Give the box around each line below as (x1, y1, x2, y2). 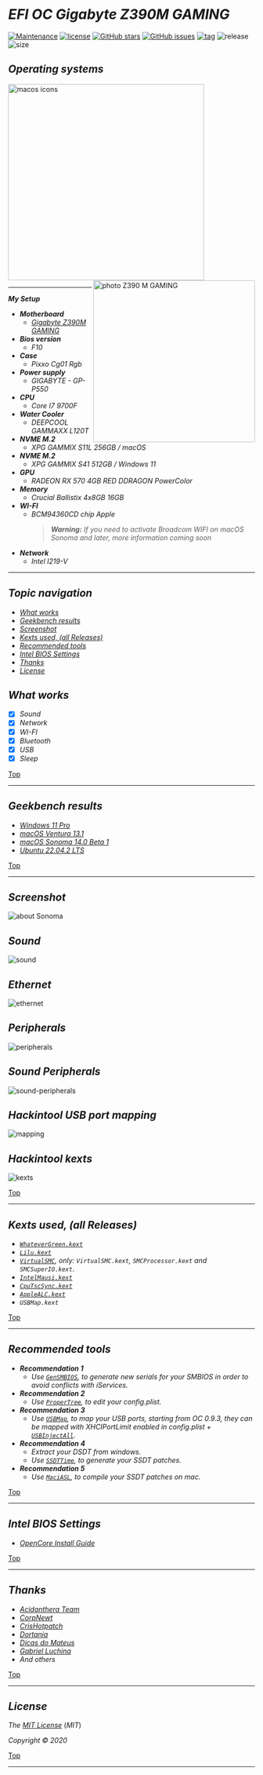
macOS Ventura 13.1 (19, 828, 85, 838)
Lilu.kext (19, 1249, 52, 1257)
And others (19, 1654, 56, 1664)
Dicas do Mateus (19, 1638, 75, 1647)
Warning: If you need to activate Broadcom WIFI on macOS (50, 524, 244, 534)
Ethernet (8, 977, 52, 991)
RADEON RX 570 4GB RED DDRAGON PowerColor (31, 476, 193, 485)
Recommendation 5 (19, 1463, 85, 1473)
